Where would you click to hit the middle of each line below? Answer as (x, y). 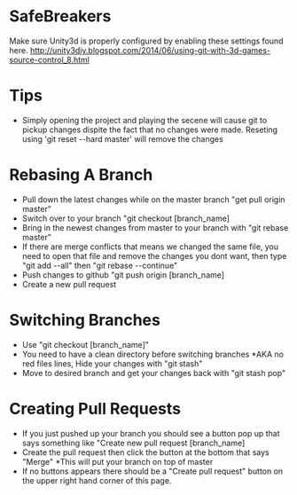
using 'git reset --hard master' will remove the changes (122, 138)
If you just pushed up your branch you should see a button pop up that (151, 433)
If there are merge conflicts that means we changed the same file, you (150, 247)
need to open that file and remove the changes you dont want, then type (154, 255)
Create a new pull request (69, 284)
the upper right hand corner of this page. (97, 480)
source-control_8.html (50, 59)
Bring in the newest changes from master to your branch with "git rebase (155, 227)
